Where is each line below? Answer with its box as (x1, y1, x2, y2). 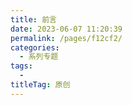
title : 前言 (10, 14, 57, 25)
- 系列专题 (19, 52, 59, 62)
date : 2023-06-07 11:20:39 (10, 24, 123, 34)
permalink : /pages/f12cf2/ (10, 33, 123, 43)
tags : (10, 61, 33, 71)
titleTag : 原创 (10, 80, 71, 90)
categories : (10, 42, 60, 53)
